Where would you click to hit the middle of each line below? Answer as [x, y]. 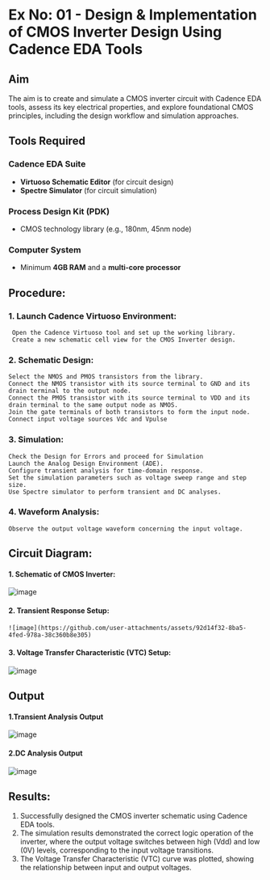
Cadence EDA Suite [47, 164]
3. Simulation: [36, 440]
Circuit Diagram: [50, 554]
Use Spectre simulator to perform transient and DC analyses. [115, 492]
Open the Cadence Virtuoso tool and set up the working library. [124, 332]
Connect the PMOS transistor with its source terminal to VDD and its [129, 398]
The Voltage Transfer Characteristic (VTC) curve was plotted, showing [137, 859]
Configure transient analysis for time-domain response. [106, 471]
